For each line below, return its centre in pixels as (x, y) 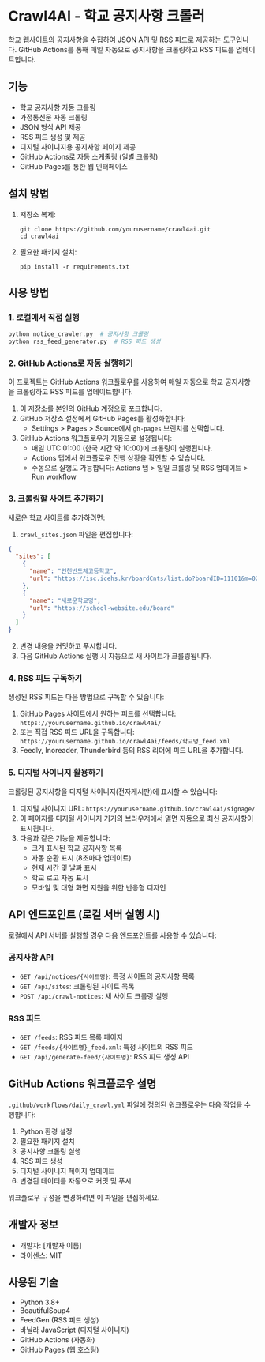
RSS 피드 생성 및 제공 (52, 137)
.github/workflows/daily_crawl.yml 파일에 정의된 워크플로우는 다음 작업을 (125, 1104)
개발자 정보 (34, 1225)
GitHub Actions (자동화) (57, 1339)
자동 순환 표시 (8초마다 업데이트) (81, 857)
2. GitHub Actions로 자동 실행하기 (71, 363)
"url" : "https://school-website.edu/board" (102, 608)
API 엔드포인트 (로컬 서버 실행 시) (84, 914)
